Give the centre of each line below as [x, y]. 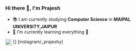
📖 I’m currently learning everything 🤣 [51, 32]
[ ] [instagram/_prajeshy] [38, 42]
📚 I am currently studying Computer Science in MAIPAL [72, 19]
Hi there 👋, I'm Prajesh [33, 8]
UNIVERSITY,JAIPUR [35, 27]
